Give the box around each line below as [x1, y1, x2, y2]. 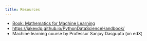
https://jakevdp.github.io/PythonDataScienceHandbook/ [12, 25, 125, 31]
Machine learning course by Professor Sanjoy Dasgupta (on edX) [12, 30, 143, 36]
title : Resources [5, 7, 40, 12]
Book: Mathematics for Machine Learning [12, 20, 95, 26]
